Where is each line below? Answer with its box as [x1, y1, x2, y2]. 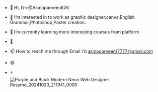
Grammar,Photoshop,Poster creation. [9, 20, 86, 25]
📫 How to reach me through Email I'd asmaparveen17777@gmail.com [9, 48, 153, 54]
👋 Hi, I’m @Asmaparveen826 [9, 5, 69, 10]
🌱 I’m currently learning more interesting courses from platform [9, 29, 139, 34]
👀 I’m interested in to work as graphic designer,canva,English [9, 14, 135, 20]
